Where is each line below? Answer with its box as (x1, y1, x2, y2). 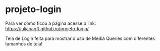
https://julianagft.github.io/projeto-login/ (5, 25, 89, 31)
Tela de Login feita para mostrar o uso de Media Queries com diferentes (5, 35, 155, 41)
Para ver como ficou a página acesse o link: (5, 20, 96, 26)
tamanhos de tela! (5, 40, 43, 46)
